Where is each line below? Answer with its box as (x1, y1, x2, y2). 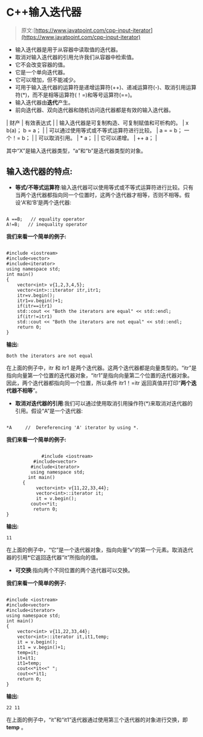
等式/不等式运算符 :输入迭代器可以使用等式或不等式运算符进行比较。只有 (14, 184, 194, 191)
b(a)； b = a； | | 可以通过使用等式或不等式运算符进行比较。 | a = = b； (6, 126, 183, 134)
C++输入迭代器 (6, 5, 82, 19)
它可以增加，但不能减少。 (14, 76, 79, 83)
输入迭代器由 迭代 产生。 (14, 98, 74, 106)
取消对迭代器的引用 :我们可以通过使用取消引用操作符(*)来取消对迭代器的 (14, 399, 193, 407)
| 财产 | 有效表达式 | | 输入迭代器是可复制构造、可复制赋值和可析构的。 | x (6, 119, 189, 126)
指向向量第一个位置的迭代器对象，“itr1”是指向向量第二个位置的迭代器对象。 (6, 372, 193, 379)
